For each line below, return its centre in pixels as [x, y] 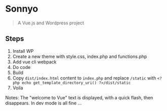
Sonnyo [22, 9]
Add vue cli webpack [34, 62]
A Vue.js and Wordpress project [51, 23]
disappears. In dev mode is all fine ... [44, 103]
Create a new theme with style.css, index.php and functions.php [80, 56]
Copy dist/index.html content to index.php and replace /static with [84, 78]
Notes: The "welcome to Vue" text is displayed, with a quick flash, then [79, 97]
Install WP [23, 51]
